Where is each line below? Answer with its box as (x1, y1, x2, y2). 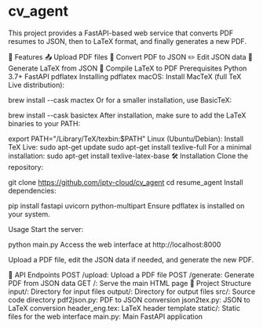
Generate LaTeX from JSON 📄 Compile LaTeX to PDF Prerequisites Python (8, 63, 247, 73)
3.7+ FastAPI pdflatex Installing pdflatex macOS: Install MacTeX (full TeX (8, 71, 242, 81)
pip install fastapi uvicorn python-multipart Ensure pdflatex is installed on (8, 201, 245, 210)
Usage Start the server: (8, 224, 84, 233)
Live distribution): (8, 80, 65, 89)
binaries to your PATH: (8, 118, 81, 128)
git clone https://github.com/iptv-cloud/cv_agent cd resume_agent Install (8, 177, 243, 186)
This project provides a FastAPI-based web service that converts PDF (8, 28, 234, 38)
